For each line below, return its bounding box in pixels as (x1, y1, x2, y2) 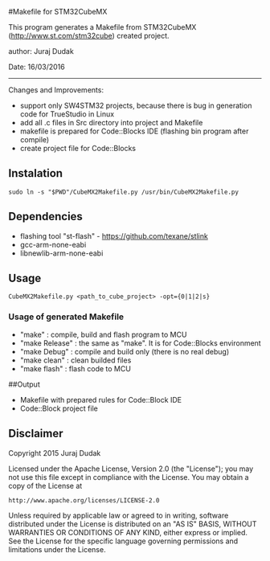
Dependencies (8, 210, 83, 223)
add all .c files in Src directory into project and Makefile (19, 118, 203, 127)
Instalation (8, 166, 63, 180)
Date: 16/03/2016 (8, 62, 66, 72)
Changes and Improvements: (8, 85, 104, 95)
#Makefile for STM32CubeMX (8, 7, 108, 16)
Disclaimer (8, 427, 63, 440)
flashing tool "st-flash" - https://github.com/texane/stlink (19, 231, 209, 240)
